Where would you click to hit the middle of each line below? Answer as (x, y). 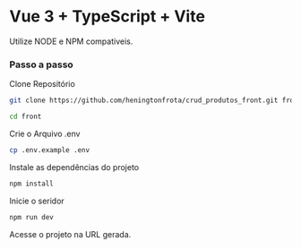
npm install (31, 184)
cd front (26, 117)
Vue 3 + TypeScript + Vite (107, 17)
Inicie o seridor (37, 201)
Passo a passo (41, 64)
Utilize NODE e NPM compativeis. (71, 41)
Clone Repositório (43, 84)
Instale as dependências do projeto (74, 167)
